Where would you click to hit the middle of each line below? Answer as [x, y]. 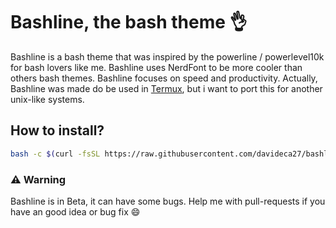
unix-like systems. [47, 99]
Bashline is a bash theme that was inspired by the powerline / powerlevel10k [167, 56]
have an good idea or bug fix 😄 [75, 211]
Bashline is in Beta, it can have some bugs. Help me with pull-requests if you [168, 201]
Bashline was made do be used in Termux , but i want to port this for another [166, 88]
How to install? [57, 130]
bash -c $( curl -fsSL [55, 154]
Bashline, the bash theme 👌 [129, 22]
